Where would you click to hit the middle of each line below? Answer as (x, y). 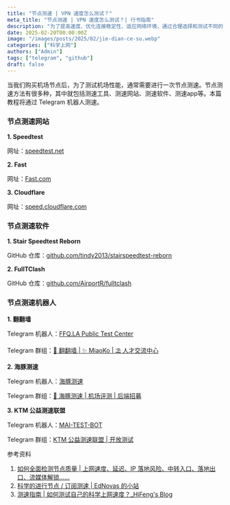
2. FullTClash (26, 269)
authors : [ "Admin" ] (35, 52)
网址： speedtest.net (36, 151)
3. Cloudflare (26, 192)
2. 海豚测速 (23, 367)
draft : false (26, 64)
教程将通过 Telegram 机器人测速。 (55, 102)
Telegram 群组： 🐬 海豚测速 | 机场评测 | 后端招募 (74, 395)
